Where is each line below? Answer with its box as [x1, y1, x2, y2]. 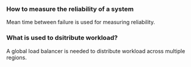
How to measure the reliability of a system [6, 5, 134, 13]
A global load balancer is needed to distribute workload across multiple [6, 47, 186, 54]
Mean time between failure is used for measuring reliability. [6, 19, 156, 26]
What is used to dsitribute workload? [6, 34, 118, 42]
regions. [6, 54, 27, 61]
